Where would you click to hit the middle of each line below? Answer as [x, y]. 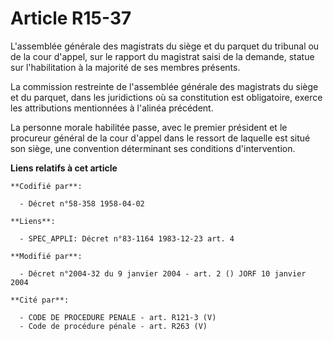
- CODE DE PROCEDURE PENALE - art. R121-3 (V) [118, 317]
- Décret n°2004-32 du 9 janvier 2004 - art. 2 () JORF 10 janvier [163, 273]
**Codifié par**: [46, 186]
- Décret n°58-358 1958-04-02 [82, 203]
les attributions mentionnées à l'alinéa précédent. [112, 108]
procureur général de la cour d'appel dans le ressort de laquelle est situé [160, 138]
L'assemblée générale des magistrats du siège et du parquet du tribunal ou [165, 46]
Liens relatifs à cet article [64, 168]
